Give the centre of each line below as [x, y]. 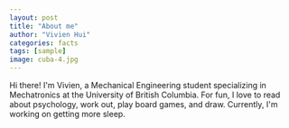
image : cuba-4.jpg [44, 59]
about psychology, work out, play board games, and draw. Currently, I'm [144, 104]
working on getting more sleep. [68, 114]
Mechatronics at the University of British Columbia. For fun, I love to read [145, 95]
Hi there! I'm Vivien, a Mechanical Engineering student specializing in [138, 85]
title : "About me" [44, 26]
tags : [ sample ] [38, 51]
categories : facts [44, 43]
